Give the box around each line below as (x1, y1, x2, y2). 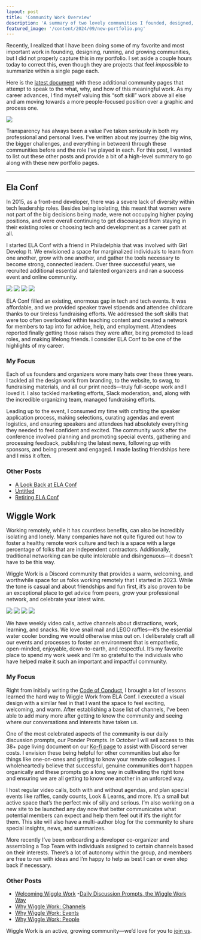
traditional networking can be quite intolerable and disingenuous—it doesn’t (6, 552, 193, 559)
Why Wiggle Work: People (14, 915, 80, 923)
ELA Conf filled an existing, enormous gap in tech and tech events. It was (6, 297, 187, 305)
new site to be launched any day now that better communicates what (6, 805, 176, 812)
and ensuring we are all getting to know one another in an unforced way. (6, 775, 185, 782)
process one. (6, 104, 39, 112)
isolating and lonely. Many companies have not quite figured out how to (6, 533, 182, 540)
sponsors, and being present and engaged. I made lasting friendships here (6, 446, 190, 453)
